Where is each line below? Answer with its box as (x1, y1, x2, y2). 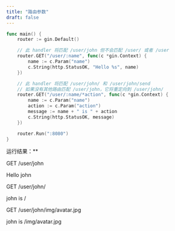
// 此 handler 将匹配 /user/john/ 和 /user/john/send (17, 81, 151, 87)
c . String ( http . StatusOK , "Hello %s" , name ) (28, 64, 139, 70)
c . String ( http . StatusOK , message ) (28, 114, 115, 120)
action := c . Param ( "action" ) (28, 103, 101, 109)
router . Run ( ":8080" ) (17, 131, 69, 137)
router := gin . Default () (17, 37, 80, 43)
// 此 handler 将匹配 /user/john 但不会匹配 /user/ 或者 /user (17, 48, 170, 54)
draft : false (6, 14, 39, 20)
